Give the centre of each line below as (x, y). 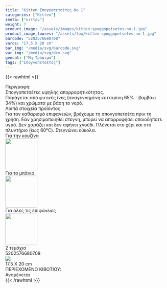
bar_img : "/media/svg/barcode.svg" (43, 48)
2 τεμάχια (16, 248)
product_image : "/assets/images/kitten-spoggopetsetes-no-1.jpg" (76, 29)
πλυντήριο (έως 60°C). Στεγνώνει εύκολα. (51, 130)
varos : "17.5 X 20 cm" (29, 43)
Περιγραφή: (18, 87)
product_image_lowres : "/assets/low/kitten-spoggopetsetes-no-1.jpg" (81, 34)
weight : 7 (16, 24)
